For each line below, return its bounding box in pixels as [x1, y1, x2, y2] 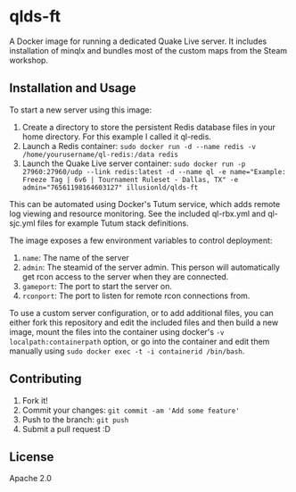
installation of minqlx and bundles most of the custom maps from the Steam [9, 45, 288, 55]
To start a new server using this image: [9, 104, 152, 115]
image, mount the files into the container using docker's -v [9, 326, 225, 337]
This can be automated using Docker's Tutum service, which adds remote [9, 198, 281, 209]
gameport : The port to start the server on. [21, 280, 172, 291]
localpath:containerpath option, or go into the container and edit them [9, 336, 270, 346]
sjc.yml [9, 217, 36, 229]
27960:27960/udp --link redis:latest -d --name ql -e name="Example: [21, 167, 287, 176]
